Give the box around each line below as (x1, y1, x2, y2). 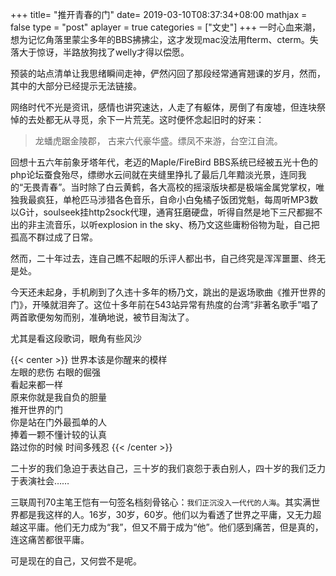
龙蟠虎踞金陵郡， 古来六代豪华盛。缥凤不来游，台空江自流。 (34, 135, 283, 147)
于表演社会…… (10, 475, 70, 487)
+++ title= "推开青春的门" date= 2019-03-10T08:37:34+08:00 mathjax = (10, 9, 308, 20)
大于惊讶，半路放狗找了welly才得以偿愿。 (18, 46, 190, 58)
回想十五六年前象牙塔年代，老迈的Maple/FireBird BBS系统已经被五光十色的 (10, 156, 318, 168)
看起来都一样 (10, 379, 63, 390)
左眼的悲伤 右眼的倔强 (10, 366, 101, 378)
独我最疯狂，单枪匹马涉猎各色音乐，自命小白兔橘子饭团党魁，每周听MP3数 (10, 194, 319, 205)
